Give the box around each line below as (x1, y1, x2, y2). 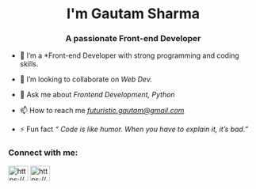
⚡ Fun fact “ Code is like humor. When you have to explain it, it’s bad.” (19, 124, 249, 134)
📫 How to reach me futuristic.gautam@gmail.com (19, 106, 185, 115)
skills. (19, 59, 39, 69)
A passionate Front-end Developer (65, 33, 201, 44)
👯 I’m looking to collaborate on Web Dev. (19, 74, 153, 84)
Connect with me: (8, 147, 78, 158)
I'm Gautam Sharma (66, 5, 201, 23)
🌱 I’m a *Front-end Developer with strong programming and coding (19, 51, 239, 60)
